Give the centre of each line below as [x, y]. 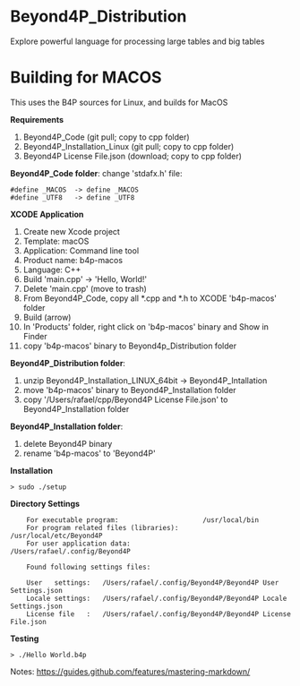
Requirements [37, 119]
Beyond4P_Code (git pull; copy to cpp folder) [107, 137]
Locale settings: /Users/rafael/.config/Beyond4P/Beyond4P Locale [157, 598]
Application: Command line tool [81, 250]
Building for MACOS [86, 77]
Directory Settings [45, 503]
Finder [35, 336]
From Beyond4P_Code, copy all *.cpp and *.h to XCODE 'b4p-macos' [150, 298]
